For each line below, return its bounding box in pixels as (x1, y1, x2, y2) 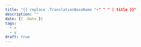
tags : (5, 21, 16, 26)
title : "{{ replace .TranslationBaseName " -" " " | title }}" (5, 7, 137, 12)
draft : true (5, 35, 30, 40)
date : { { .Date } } (5, 16, 43, 21)
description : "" (5, 12, 39, 17)
